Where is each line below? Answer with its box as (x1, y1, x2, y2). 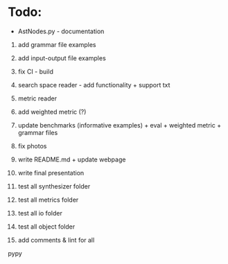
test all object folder (17, 222, 76, 231)
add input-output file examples (17, 53, 106, 62)
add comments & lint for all (17, 236, 95, 244)
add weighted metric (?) (17, 107, 87, 116)
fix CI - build (17, 67, 54, 76)
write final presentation (17, 168, 85, 177)
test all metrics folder (17, 195, 79, 204)
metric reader (17, 94, 58, 103)
